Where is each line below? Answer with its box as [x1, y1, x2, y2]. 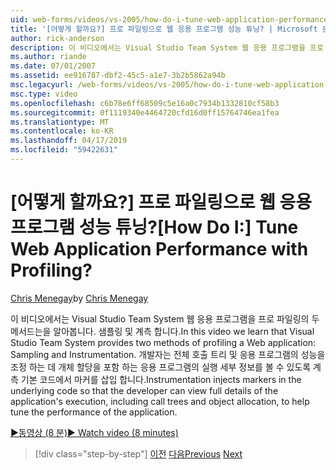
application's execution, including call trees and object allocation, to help [10, 395, 310, 407]
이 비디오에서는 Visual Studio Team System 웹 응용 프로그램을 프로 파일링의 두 [10, 312, 320, 325]
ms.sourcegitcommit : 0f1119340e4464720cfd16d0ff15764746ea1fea [10, 107, 280, 118]
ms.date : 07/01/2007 [10, 61, 97, 71]
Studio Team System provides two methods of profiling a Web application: [10, 336, 317, 348]
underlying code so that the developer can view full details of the [10, 384, 279, 396]
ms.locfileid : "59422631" [10, 145, 118, 155]
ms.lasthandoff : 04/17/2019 [10, 136, 128, 146]
